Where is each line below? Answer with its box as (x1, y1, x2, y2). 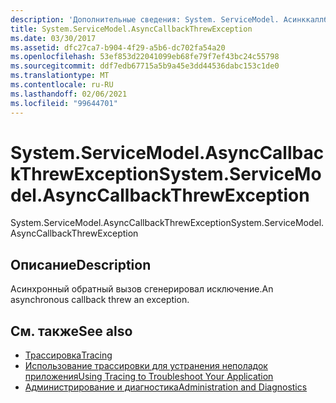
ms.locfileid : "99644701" (10, 98, 118, 108)
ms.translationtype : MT (10, 71, 110, 81)
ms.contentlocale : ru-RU (10, 80, 114, 90)
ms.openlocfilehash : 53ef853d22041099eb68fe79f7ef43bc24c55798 (10, 52, 280, 62)
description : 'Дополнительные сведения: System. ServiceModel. (10, 14, 280, 25)
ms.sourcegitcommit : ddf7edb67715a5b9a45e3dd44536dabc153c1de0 (10, 61, 280, 71)
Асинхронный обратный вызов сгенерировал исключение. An (10, 283, 274, 295)
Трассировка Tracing (24, 349, 113, 361)
